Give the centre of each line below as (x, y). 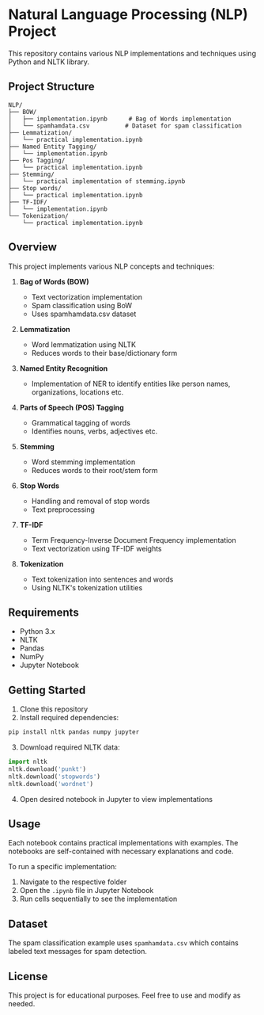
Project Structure (51, 87)
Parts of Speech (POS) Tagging (72, 407)
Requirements (43, 612)
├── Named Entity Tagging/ (53, 147)
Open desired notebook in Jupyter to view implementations (116, 799)
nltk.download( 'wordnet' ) (51, 784)
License (28, 976)
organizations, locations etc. (77, 392)
